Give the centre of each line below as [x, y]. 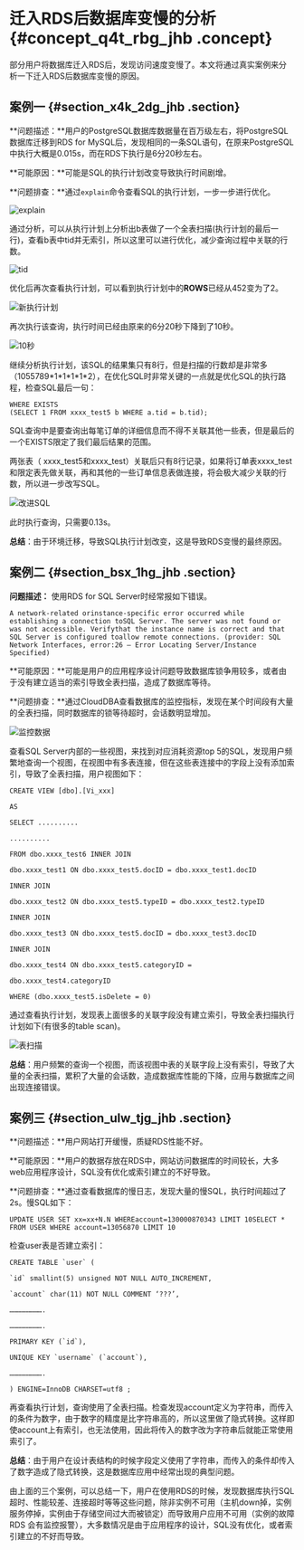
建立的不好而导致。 [52, 1536]
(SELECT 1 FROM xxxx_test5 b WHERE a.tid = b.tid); [109, 413]
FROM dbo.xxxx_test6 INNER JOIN [70, 854]
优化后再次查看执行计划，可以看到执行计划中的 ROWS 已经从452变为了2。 [146, 288]
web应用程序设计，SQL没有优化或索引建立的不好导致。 [112, 1172]
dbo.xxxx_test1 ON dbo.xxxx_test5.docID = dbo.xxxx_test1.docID [133, 870]
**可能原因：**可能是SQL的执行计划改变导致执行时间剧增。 [120, 172]
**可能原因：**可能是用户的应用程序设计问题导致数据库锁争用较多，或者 [144, 670]
